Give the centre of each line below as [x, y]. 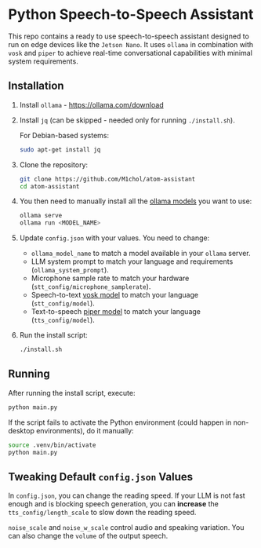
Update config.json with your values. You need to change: [114, 238]
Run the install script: [53, 335]
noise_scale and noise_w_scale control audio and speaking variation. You [126, 528]
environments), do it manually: [85, 430]
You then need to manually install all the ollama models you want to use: [136, 201]
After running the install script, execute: [72, 393]
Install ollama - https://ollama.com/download [91, 104]
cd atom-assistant [49, 186]
